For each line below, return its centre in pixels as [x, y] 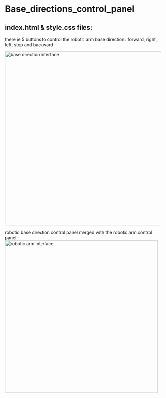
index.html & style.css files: [49, 27]
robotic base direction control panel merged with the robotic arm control [79, 232]
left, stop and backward [29, 45]
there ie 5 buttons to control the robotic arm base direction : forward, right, [81, 39]
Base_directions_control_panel [70, 9]
